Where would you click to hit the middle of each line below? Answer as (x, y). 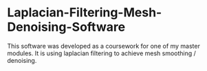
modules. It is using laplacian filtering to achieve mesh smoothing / (101, 53)
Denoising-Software (66, 27)
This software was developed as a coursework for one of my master (104, 46)
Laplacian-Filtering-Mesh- (85, 13)
